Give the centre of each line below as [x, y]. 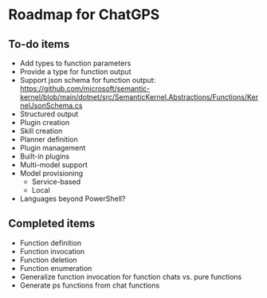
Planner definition [49, 139]
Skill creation [41, 131]
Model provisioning [51, 173]
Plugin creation [45, 122]
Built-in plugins [45, 156]
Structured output [49, 114]
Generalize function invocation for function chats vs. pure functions [131, 276]
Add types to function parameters [75, 63]
